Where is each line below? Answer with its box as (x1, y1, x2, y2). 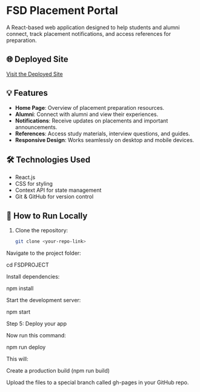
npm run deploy (6, 343, 46, 351)
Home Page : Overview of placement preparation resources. (15, 104, 165, 111)
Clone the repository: (15, 227, 68, 234)
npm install (6, 285, 34, 292)
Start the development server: (6, 297, 81, 304)
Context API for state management (15, 186, 102, 194)
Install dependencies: (6, 273, 60, 280)
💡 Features (6, 88, 48, 98)
